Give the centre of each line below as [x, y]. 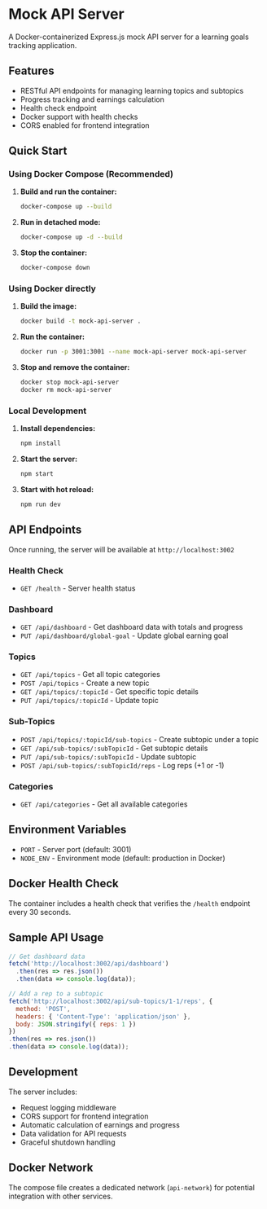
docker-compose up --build [66, 207]
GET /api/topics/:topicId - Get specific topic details [109, 692]
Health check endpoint [59, 108]
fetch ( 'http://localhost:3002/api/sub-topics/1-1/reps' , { [111, 1001]
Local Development [48, 411]
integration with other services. [61, 1196]
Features [31, 71]
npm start [37, 474]
